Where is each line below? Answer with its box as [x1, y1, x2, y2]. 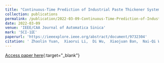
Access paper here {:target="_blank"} [5, 52, 80, 58]
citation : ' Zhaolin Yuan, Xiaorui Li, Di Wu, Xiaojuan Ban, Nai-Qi [5, 39, 156, 44]
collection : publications [5, 12, 58, 17]
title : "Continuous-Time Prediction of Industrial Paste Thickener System [5, 7, 161, 12]
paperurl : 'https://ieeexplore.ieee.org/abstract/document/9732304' [5, 35, 147, 40]
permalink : [5, 16, 27, 21]
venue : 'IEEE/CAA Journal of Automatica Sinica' [5, 25, 106, 30]
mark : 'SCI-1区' [5, 30, 38, 35]
